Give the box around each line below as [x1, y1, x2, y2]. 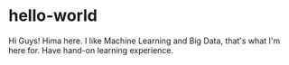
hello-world [8, 5, 98, 26]
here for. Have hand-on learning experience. [8, 44, 174, 55]
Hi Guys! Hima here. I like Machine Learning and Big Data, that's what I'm [8, 35, 281, 46]
